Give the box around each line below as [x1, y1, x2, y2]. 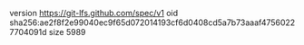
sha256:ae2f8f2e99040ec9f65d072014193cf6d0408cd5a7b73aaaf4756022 [9, 17, 296, 28]
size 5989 [48, 27, 86, 37]
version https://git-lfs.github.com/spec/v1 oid [9, 8, 179, 18]
